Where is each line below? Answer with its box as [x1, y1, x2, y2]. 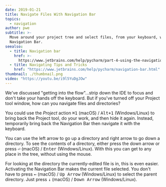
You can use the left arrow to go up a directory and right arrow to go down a [5, 135, 160, 141]
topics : [5, 16, 21, 21]
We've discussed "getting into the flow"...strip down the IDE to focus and [5, 90, 153, 95]
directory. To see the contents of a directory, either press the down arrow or [5, 140, 160, 146]
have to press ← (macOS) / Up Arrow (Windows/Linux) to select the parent [5, 171, 157, 177]
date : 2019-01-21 [5, 7, 41, 12]
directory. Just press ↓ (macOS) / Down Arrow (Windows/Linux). [5, 176, 137, 182]
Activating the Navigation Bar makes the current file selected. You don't [5, 166, 151, 172]
